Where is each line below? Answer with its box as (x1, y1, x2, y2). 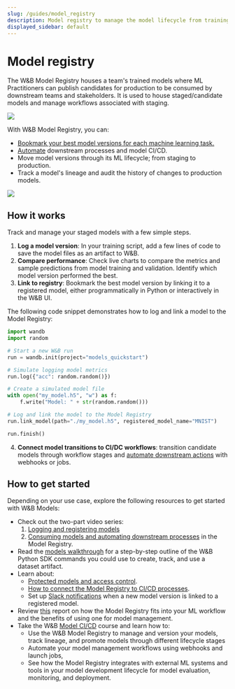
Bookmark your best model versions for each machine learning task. (17, 139, 215, 148)
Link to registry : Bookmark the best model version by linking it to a (17, 279, 211, 287)
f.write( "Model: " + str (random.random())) (20, 399, 149, 406)
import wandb (7, 328, 45, 336)
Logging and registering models (27, 525, 120, 534)
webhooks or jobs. (17, 457, 71, 466)
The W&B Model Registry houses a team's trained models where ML (7, 76, 204, 85)
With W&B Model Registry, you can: (7, 125, 110, 134)
